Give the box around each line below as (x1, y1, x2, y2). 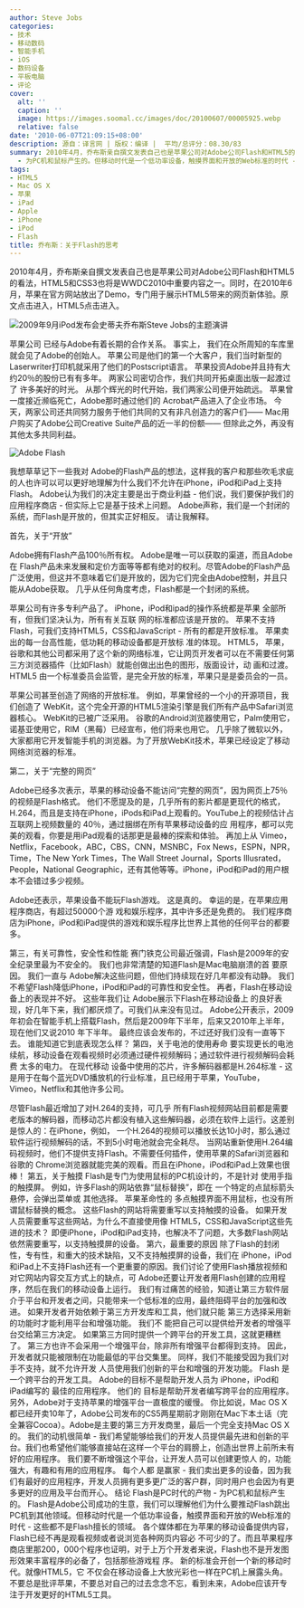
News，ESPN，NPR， (212, 842, 295, 852)
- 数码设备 (9, 64, 45, 73)
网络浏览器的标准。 (9, 747, 81, 757)
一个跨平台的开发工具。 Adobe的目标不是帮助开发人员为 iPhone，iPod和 (9, 1375, 279, 1385)
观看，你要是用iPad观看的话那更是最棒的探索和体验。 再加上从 (24, 830, 258, 842)
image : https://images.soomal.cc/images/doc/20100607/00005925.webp (17, 114, 281, 123)
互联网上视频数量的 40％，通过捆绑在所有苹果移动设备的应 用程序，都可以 (9, 819, 286, 830)
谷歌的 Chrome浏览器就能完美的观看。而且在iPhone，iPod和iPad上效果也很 (9, 1159, 290, 1170)
